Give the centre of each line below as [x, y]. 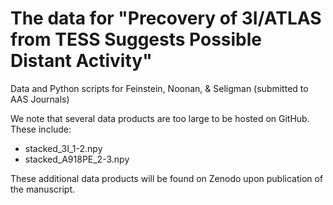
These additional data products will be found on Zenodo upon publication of [167, 178]
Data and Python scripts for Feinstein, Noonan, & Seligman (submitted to [159, 88]
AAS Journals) [40, 99]
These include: [41, 129]
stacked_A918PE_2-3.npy [77, 159]
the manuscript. [43, 189]
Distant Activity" [81, 61]
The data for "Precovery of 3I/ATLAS [166, 18]
